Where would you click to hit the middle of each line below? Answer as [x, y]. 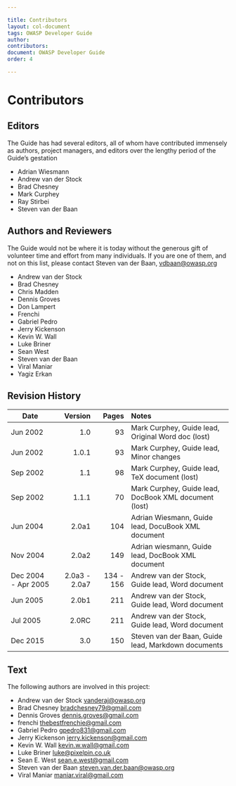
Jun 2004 [27, 526]
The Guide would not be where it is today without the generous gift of [108, 248]
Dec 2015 [27, 640]
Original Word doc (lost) [171, 436]
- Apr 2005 [30, 584]
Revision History [44, 396]
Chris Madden [38, 291]
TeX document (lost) [165, 477]
